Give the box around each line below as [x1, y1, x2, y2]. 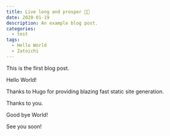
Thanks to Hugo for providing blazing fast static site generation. [6, 88, 164, 95]
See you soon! [6, 123, 42, 130]
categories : [6, 25, 36, 32]
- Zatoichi [11, 48, 39, 54]
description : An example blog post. [6, 20, 98, 26]
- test [11, 31, 28, 37]
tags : [6, 37, 20, 43]
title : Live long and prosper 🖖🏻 [6, 8, 90, 15]
